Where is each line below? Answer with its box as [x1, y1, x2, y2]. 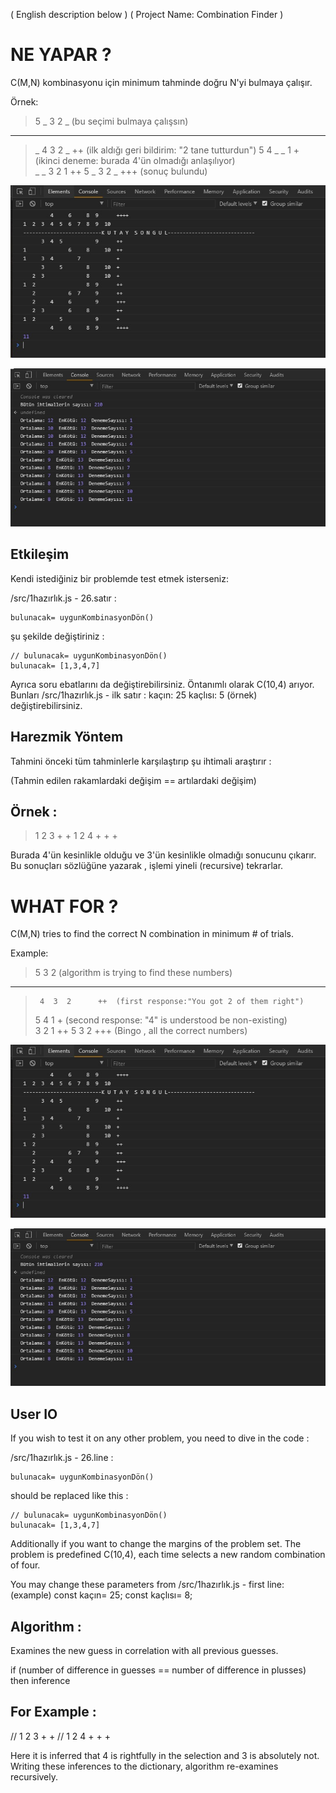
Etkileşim [10, 546, 70, 563]
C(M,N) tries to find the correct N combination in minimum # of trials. [10, 928, 294, 940]
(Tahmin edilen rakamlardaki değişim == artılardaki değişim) [10, 774, 257, 786]
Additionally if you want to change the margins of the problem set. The [10, 1538, 302, 1550]
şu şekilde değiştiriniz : [10, 630, 105, 642]
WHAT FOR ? [10, 895, 119, 918]
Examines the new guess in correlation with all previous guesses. [10, 1645, 279, 1657]
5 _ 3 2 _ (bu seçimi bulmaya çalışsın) [34, 115, 189, 127]
